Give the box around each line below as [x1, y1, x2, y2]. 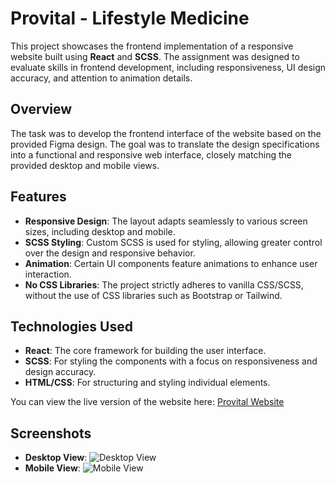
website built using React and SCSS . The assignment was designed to [10, 50, 300, 62]
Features [10, 188, 67, 206]
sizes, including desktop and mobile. [24, 225, 176, 237]
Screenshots [10, 425, 92, 442]
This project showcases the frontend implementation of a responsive [10, 40, 294, 52]
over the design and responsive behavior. [24, 247, 196, 259]
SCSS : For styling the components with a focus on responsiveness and [24, 355, 318, 367]
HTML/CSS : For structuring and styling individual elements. [24, 377, 271, 389]
